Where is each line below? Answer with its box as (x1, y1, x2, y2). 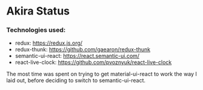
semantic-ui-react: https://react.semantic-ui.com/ (15, 53, 140, 60)
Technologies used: (6, 26, 66, 34)
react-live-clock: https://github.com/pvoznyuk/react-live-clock (15, 59, 172, 66)
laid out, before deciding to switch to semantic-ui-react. (6, 77, 146, 84)
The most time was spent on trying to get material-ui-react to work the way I (6, 71, 197, 78)
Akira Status (6, 4, 70, 18)
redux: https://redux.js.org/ (15, 39, 83, 47)
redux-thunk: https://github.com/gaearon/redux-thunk (15, 46, 150, 53)
